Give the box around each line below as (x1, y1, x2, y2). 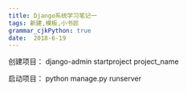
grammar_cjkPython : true (8, 26, 91, 34)
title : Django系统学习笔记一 (8, 11, 98, 20)
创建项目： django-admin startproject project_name (8, 57, 179, 66)
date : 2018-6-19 (8, 34, 67, 42)
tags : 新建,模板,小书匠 (8, 19, 79, 27)
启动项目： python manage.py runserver (8, 73, 142, 84)
